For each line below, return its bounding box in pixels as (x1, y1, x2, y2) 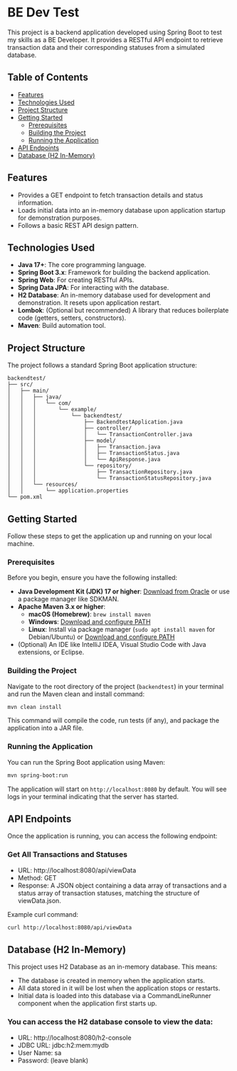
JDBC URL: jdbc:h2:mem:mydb (17, 1040, 109, 1050)
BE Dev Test (7, 4, 80, 21)
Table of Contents (7, 71, 89, 84)
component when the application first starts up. (17, 999, 157, 1007)
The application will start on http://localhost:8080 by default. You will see (7, 785, 227, 793)
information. (17, 198, 53, 207)
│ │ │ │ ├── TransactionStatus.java (7, 450, 180, 457)
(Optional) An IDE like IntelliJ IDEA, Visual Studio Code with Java (17, 640, 206, 649)
